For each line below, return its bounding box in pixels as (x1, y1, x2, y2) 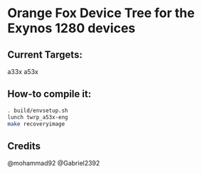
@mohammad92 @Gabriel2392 (7, 159, 100, 168)
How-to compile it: (7, 88, 92, 101)
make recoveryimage (7, 120, 65, 128)
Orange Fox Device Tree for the (7, 5, 195, 21)
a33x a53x (7, 68, 39, 76)
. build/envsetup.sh (7, 107, 69, 114)
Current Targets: (7, 48, 83, 61)
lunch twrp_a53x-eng (7, 113, 69, 121)
